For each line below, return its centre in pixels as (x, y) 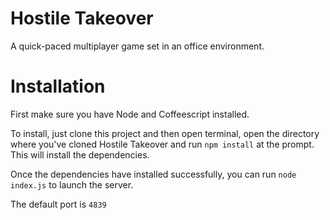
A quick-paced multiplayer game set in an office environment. (137, 46)
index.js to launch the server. (72, 184)
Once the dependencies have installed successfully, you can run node (153, 174)
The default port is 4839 (58, 204)
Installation (58, 86)
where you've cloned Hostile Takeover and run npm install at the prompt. (162, 144)
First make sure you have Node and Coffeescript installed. (130, 114)
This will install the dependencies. (80, 154)
